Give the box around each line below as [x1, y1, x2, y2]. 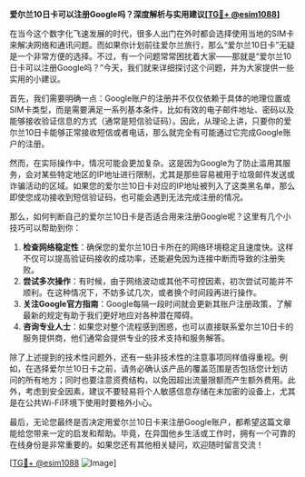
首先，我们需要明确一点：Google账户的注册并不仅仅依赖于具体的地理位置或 [9, 93, 291, 104]
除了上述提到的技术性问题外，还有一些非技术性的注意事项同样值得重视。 [9, 352, 280, 363]
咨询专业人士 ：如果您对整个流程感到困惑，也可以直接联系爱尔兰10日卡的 [22, 322, 294, 332]
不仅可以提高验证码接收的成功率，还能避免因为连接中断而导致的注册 [22, 253, 278, 263]
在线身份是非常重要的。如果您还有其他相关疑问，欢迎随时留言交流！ [9, 440, 264, 450]
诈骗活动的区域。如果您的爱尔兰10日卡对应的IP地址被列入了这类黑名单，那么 [9, 181, 296, 191]
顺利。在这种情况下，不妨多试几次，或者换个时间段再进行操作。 [22, 287, 261, 298]
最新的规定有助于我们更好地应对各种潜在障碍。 [22, 310, 198, 321]
